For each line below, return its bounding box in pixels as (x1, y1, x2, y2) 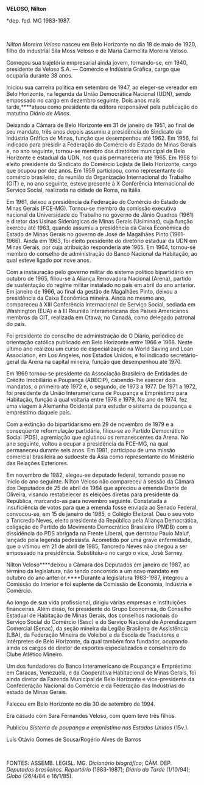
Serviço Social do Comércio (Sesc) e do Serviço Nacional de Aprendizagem (6, 618, 197, 625)
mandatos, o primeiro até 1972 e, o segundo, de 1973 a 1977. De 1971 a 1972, (6, 383, 197, 390)
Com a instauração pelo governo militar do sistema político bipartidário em (6, 269, 194, 275)
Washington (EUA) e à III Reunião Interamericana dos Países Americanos (6, 308, 189, 314)
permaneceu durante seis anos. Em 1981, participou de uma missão (6, 447, 175, 454)
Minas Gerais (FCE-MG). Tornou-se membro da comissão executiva (6, 204, 177, 212)
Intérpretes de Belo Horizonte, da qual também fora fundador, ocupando (6, 638, 188, 645)
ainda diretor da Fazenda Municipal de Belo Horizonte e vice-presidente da (6, 676, 195, 682)
